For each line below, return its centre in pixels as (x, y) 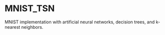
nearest (12, 27)
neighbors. (32, 27)
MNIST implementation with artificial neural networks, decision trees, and (80, 22)
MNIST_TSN (30, 9)
